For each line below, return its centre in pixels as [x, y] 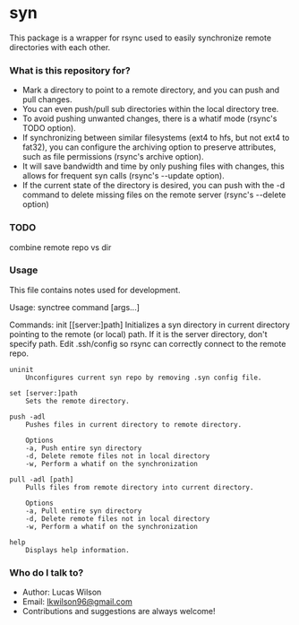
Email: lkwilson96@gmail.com [77, 602]
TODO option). [49, 128]
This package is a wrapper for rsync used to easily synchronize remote [140, 38]
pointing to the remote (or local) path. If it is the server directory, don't [138, 334]
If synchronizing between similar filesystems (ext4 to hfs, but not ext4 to [156, 138]
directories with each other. [60, 47]
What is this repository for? [70, 70]
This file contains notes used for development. [95, 290]
